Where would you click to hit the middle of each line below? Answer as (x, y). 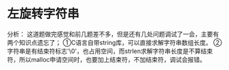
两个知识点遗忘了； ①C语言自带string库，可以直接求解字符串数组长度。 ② (114, 42)
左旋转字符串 (44, 14)
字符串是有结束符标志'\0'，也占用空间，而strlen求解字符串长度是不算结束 (110, 51)
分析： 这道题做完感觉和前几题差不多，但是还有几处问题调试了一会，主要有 (113, 34)
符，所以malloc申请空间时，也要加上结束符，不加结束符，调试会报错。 (107, 59)
